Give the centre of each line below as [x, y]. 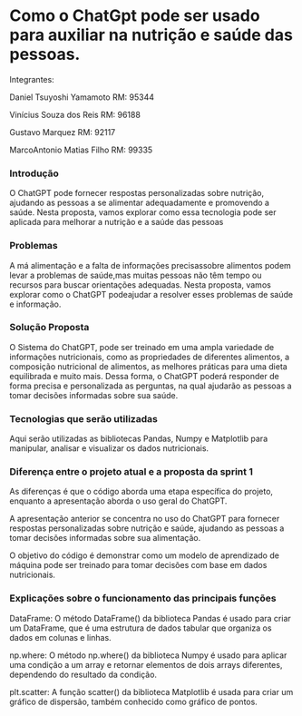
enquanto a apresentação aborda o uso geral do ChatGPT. [118, 501]
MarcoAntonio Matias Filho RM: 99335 [81, 150]
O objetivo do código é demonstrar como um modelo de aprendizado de [144, 555]
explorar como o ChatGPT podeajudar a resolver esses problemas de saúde [151, 294]
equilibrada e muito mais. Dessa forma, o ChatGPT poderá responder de [144, 376]
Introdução [34, 173]
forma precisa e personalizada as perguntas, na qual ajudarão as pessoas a [151, 386]
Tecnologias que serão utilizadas [84, 418]
